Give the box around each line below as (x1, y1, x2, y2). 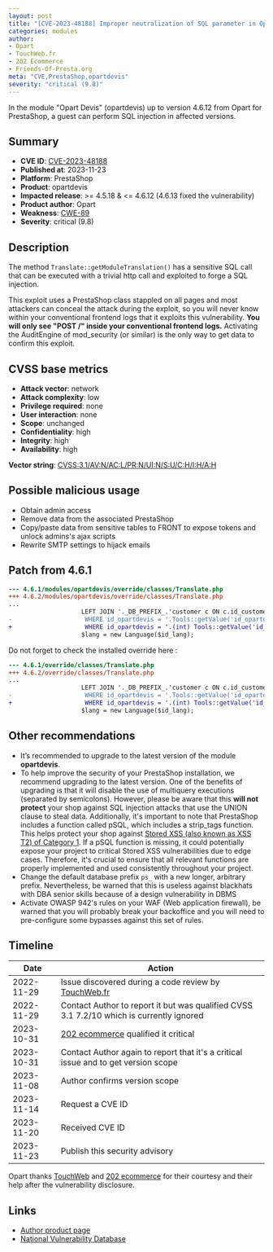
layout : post (8, 11, 53, 20)
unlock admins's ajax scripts (19, 531, 116, 541)
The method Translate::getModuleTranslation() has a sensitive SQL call (8, 262, 253, 272)
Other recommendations (8, 729, 136, 743)
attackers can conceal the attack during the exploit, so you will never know (8, 304, 259, 314)
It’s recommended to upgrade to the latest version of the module (19, 750, 236, 760)
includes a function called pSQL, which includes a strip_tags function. (19, 819, 253, 829)
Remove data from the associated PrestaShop (19, 514, 175, 524)
